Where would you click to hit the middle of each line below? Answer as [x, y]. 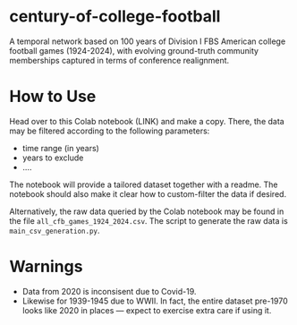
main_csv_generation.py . [55, 230]
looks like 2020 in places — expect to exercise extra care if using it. [147, 310]
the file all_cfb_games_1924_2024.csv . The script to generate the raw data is [148, 220]
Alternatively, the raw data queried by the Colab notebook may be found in [147, 211]
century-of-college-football [115, 17]
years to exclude [53, 158]
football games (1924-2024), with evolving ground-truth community [134, 50]
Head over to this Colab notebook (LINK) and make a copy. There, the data [147, 121]
